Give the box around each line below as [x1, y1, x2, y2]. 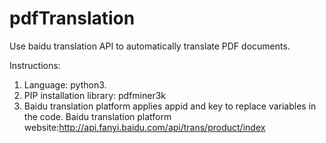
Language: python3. [23, 78, 107, 91]
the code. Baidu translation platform [23, 110, 172, 122]
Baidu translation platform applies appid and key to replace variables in [23, 100, 317, 112]
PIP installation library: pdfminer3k [23, 89, 166, 101]
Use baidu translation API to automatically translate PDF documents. [9, 40, 291, 52]
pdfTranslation [9, 7, 136, 30]
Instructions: [9, 59, 61, 71]
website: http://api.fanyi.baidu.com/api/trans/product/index [23, 121, 266, 133]
